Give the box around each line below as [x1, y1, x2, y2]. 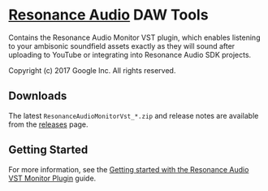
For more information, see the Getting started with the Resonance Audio [8, 164, 249, 174]
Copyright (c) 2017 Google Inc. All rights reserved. [8, 65, 176, 75]
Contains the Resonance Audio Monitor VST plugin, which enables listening [8, 33, 261, 42]
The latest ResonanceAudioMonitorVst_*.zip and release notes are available [8, 111, 259, 120]
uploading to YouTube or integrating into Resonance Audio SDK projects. [8, 50, 252, 59]
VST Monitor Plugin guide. [8, 173, 97, 183]
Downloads [8, 89, 67, 103]
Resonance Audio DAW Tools [8, 6, 209, 24]
